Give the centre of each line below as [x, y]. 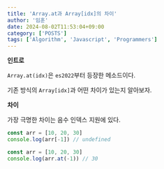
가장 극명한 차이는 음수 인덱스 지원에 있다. [64, 120]
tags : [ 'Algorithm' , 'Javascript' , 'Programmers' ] [82, 40]
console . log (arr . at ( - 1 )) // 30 [53, 159]
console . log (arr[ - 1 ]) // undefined [59, 140]
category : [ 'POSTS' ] [37, 33]
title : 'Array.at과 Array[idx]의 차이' [62, 14]
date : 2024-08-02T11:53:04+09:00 [56, 27]
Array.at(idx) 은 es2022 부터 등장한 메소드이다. [72, 75]
